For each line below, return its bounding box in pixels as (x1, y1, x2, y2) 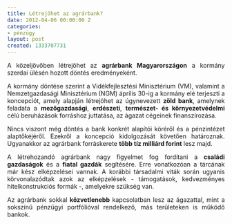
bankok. (7, 210, 30, 218)
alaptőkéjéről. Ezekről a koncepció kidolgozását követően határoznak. (7, 132, 225, 140)
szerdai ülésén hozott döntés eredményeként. (7, 68, 137, 77)
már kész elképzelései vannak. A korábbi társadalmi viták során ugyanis (7, 167, 225, 176)
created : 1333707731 (7, 42, 67, 49)
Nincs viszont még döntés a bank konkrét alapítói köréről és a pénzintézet (7, 125, 225, 133)
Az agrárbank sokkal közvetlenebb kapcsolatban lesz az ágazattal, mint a (7, 196, 225, 204)
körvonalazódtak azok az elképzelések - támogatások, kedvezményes (7, 175, 225, 183)
